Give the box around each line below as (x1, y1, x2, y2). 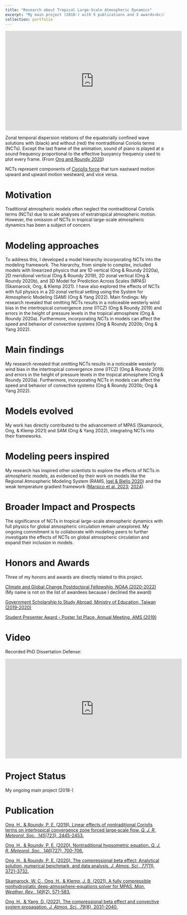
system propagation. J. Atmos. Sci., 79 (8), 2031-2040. (5, 904, 118, 910)
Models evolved (5, 405, 74, 417)
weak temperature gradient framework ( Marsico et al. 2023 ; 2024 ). (5, 484, 145, 490)
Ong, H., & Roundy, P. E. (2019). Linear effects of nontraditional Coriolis (5, 821, 153, 827)
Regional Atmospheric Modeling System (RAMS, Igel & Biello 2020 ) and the (5, 478, 161, 484)
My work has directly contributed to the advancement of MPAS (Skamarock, (5, 422, 163, 428)
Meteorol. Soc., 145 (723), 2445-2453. (5, 832, 84, 838)
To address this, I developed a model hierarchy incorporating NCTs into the (5, 257, 161, 263)
